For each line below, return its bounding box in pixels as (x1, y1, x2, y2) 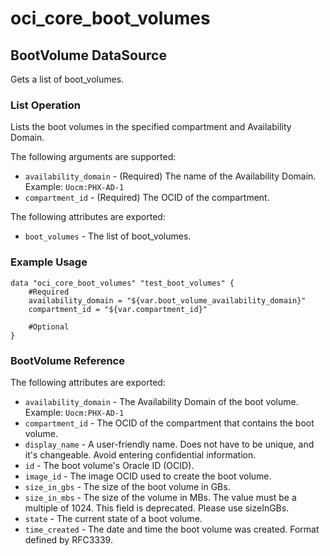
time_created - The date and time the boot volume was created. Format (24, 523, 320, 535)
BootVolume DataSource (10, 47, 167, 64)
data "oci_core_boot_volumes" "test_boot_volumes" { (10, 278, 235, 288)
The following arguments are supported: (10, 151, 177, 163)
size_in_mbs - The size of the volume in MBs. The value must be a (24, 491, 297, 503)
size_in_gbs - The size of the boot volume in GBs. (24, 480, 231, 492)
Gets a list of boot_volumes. (10, 73, 125, 85)
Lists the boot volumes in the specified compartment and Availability (10, 121, 292, 133)
